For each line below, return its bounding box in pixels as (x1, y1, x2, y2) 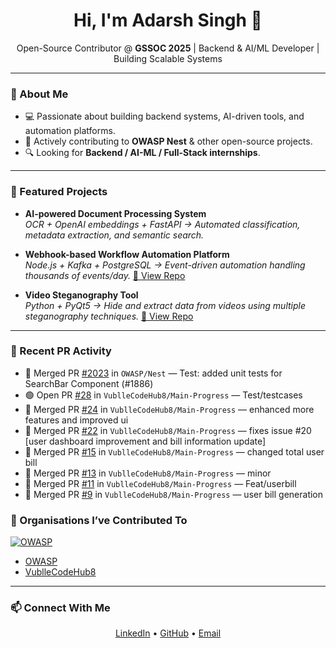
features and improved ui (24, 414, 129, 426)
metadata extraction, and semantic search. (24, 229, 205, 241)
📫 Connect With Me (10, 601, 111, 615)
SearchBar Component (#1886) (24, 377, 154, 389)
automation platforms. (24, 125, 116, 137)
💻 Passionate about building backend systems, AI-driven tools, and (24, 110, 305, 123)
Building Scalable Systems (113, 52, 223, 64)
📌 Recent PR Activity (10, 344, 112, 358)
